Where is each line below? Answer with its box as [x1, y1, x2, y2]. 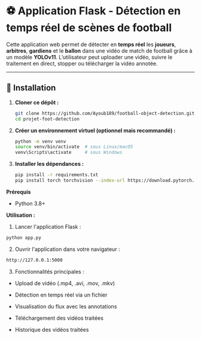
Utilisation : [6, 211, 35, 219]
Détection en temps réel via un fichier [14, 291, 108, 298]
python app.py [6, 234, 42, 241]
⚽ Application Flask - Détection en [6, 4, 181, 18]
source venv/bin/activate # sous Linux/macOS [14, 144, 133, 150]
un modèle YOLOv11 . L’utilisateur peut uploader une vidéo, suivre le [6, 53, 173, 60]
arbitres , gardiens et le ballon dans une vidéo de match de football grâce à [6, 47, 193, 54]
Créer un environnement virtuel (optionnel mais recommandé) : [14, 126, 176, 134]
